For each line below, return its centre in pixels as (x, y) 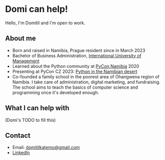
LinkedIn (21, 153)
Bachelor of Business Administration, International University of (77, 55)
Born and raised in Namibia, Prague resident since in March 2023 (79, 50)
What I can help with (37, 108)
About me (21, 38)
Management (26, 61)
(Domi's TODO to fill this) (30, 120)
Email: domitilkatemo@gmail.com (46, 148)
